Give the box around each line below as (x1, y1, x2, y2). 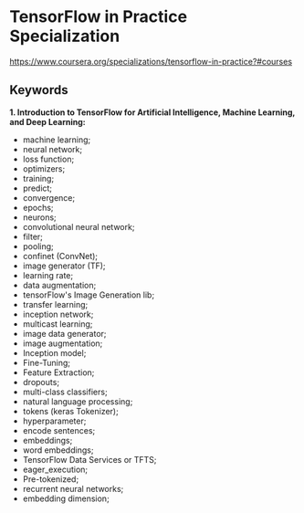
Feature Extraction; (22, 367, 95, 378)
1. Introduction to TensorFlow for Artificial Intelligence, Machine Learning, (9, 107, 296, 118)
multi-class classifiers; (22, 386, 108, 397)
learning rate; (22, 269, 74, 280)
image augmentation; (22, 338, 103, 349)
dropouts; (22, 376, 60, 387)
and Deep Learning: (9, 116, 86, 127)
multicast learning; (22, 318, 93, 330)
